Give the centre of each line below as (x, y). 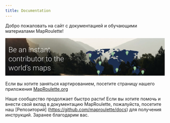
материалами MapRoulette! (35, 31)
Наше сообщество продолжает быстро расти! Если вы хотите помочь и (83, 99)
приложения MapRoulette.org (37, 89)
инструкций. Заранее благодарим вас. (47, 115)
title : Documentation (28, 11)
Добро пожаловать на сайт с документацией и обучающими (71, 26)
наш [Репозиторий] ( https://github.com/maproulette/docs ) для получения (83, 110)
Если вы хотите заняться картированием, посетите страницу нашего (80, 84)
